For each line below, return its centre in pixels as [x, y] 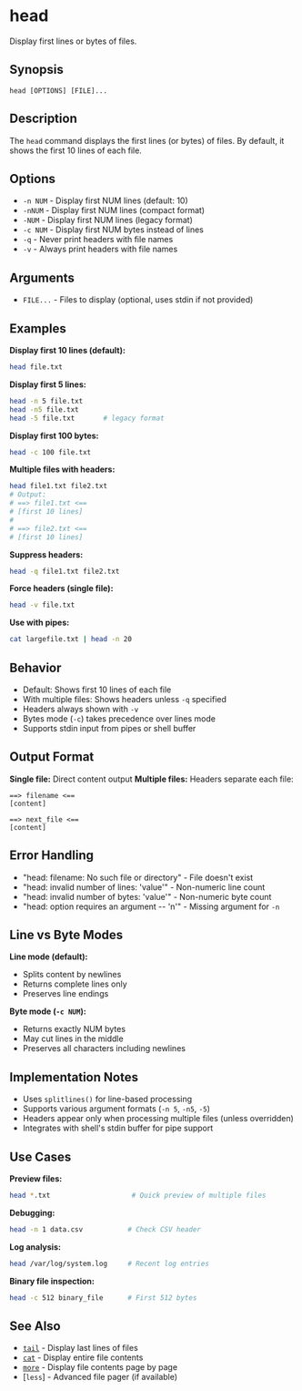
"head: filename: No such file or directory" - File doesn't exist [138, 877]
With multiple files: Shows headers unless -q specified [125, 699]
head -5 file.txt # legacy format [87, 418]
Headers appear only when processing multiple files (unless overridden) [158, 1119]
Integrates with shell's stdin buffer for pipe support [118, 1128]
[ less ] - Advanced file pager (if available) [100, 1377]
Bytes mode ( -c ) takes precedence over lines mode [119, 718]
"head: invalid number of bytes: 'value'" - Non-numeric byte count [147, 896]
